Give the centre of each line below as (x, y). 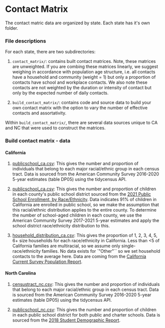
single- (128, 246)
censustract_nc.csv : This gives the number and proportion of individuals (86, 284)
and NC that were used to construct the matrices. (55, 128)
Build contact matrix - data (38, 141)
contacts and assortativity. (39, 113)
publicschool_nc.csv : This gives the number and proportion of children (84, 309)
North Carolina (21, 273)
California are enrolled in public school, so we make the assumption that (85, 205)
